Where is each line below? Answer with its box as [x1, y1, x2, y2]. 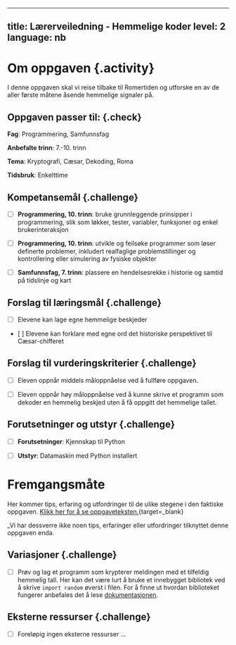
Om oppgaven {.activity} [7, 60, 155, 76]
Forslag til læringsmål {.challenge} [7, 297, 162, 309]
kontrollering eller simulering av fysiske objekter [17, 254, 157, 263]
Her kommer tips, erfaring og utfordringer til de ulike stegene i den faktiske [7, 500, 223, 508]
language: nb [7, 32, 67, 44]
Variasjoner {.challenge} [7, 549, 117, 561]
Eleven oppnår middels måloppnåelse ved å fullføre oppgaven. [17, 376, 199, 384]
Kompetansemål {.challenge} [7, 191, 139, 203]
